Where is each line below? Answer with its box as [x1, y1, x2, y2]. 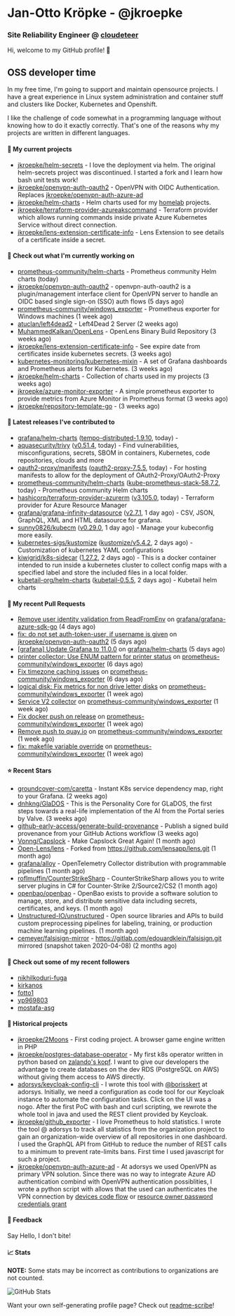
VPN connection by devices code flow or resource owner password [17, 1192, 213, 1201]
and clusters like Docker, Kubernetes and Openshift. [7, 100, 158, 108]
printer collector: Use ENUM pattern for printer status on [17, 653, 181, 661]
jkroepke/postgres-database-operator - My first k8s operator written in [17, 1050, 223, 1058]
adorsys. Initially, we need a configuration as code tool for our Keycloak [17, 1087, 224, 1096]
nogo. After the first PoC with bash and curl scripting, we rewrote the [17, 1102, 217, 1110]
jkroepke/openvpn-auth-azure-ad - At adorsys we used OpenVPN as [17, 1162, 217, 1170]
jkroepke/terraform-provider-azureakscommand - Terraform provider [17, 206, 218, 214]
